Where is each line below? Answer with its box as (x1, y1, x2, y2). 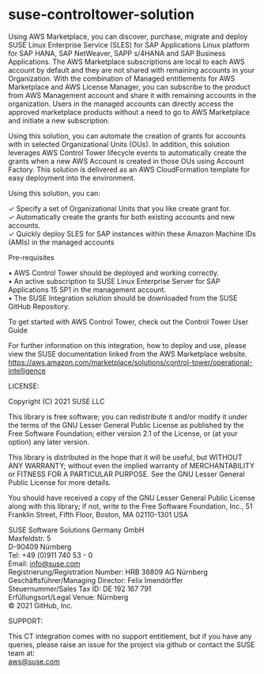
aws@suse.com (8, 657, 61, 666)
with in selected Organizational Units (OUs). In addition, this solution (8, 139, 230, 149)
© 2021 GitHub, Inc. (8, 600, 73, 610)
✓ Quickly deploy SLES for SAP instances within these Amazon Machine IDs (8, 229, 257, 238)
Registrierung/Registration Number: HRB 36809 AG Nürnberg (8, 567, 208, 577)
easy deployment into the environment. (8, 172, 136, 183)
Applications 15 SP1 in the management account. (8, 285, 167, 294)
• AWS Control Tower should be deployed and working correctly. (8, 267, 220, 278)
